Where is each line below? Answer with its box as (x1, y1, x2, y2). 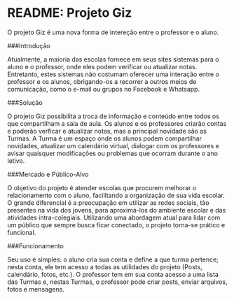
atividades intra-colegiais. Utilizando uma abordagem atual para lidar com (7, 213, 221, 222)
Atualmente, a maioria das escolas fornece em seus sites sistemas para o (7, 55, 219, 64)
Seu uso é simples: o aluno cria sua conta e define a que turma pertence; (7, 255, 219, 264)
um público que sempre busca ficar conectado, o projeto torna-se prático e (7, 220, 226, 229)
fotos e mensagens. (7, 285, 64, 293)
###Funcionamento (7, 241, 64, 250)
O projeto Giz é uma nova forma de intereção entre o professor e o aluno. (7, 28, 219, 36)
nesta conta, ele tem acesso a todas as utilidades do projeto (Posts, (7, 262, 202, 271)
